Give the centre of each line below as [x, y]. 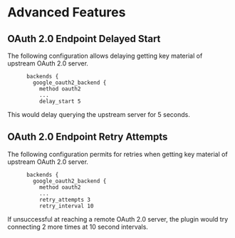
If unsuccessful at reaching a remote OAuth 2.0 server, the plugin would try [118, 219]
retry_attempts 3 [65, 200]
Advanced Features [67, 12]
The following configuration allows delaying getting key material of [105, 56]
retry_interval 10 [66, 206]
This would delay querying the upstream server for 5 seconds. [99, 114]
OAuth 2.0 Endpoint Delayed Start [84, 39]
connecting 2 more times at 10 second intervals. [78, 227]
